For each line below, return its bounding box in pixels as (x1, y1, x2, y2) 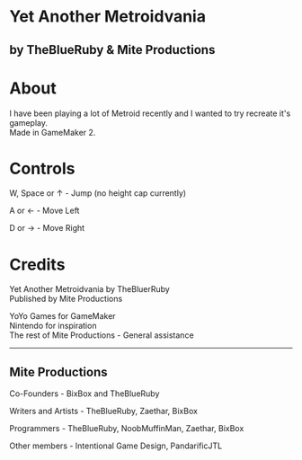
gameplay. (9, 117, 48, 128)
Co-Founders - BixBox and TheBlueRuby (9, 388, 160, 399)
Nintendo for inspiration (9, 321, 97, 332)
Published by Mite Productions (9, 294, 123, 305)
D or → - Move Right (9, 223, 85, 234)
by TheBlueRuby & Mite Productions (9, 42, 216, 57)
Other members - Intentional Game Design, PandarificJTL (9, 440, 223, 451)
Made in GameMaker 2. (9, 127, 96, 137)
